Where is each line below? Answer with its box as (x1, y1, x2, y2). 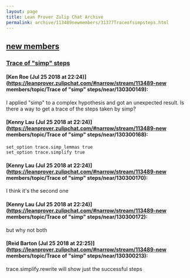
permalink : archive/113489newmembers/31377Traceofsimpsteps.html (6, 19, 169, 25)
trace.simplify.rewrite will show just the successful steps (6, 265, 142, 272)
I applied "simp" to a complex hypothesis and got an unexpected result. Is (6, 99, 185, 106)
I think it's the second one (6, 187, 69, 195)
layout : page (6, 8, 38, 15)
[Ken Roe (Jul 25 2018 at (6, 73, 67, 81)
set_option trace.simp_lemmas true (6, 145, 93, 150)
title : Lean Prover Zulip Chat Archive (6, 14, 104, 20)
